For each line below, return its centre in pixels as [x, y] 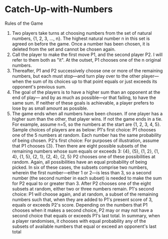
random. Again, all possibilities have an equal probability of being [79, 162]
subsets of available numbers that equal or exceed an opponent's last [84, 226]
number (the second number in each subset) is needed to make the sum [87, 178]
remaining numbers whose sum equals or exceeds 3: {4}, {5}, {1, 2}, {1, [86, 151]
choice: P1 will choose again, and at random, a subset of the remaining [85, 194]
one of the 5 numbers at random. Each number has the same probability [87, 135]
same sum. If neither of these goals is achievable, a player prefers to [83, 103]
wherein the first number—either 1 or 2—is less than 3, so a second [82, 172]
